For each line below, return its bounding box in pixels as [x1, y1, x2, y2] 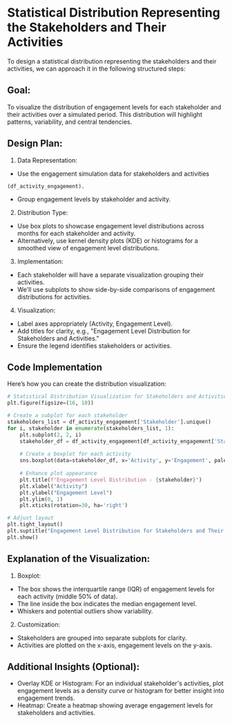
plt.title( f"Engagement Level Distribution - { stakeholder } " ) [19, 476, 202, 483]
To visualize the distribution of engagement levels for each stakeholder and [7, 102, 222, 111]
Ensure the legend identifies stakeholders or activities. [17, 341, 172, 350]
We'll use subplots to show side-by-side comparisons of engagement [17, 285, 215, 293]
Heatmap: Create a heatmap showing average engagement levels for [17, 701, 213, 710]
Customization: [17, 620, 61, 629]
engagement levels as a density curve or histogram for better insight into [17, 687, 224, 695]
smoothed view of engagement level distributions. [17, 243, 160, 252]
